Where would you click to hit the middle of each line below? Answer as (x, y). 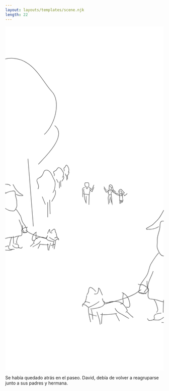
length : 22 (17, 15)
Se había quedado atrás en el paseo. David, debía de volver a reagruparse (82, 378)
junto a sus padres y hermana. (37, 383)
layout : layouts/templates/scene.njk (45, 10)
